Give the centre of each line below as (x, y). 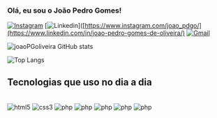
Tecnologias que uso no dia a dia (80, 82)
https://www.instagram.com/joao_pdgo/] (143, 26)
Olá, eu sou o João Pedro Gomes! (65, 10)
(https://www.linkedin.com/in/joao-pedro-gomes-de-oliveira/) (96, 33)
